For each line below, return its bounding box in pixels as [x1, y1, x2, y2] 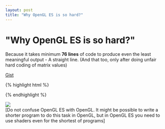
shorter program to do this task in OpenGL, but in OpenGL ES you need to [5, 112, 160, 118]
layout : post [5, 7, 33, 13]
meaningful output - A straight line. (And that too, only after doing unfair [5, 57, 157, 63]
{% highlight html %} [5, 82, 50, 88]
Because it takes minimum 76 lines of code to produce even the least [5, 51, 151, 57]
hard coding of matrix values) [5, 62, 67, 68]
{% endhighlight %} [5, 92, 47, 98]
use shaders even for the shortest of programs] [5, 118, 105, 124]
